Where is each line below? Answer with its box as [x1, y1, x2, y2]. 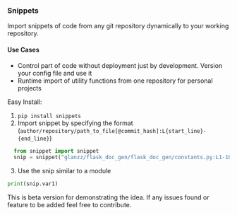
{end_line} [17, 135, 50, 142]
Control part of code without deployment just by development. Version [17, 61, 223, 69]
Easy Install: [7, 98, 42, 106]
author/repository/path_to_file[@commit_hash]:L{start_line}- [20, 127, 207, 134]
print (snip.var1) [7, 180, 59, 187]
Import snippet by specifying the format [17, 119, 133, 127]
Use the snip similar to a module [17, 167, 111, 175]
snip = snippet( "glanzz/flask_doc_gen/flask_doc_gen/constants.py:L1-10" [13, 154, 235, 161]
